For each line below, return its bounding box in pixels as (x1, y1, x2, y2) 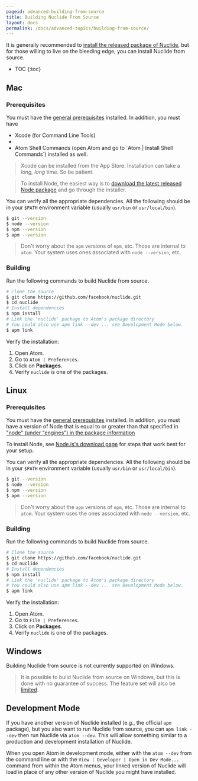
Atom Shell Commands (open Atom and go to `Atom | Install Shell (14, 144, 173, 151)
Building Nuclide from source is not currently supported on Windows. (6, 662, 175, 670)
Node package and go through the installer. (20, 186, 127, 193)
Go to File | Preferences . (14, 617, 79, 624)
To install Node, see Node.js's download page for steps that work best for (6, 441, 186, 448)
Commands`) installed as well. (14, 151, 88, 158)
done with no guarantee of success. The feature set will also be (20, 680, 176, 687)
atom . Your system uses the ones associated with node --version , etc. (20, 510, 191, 517)
